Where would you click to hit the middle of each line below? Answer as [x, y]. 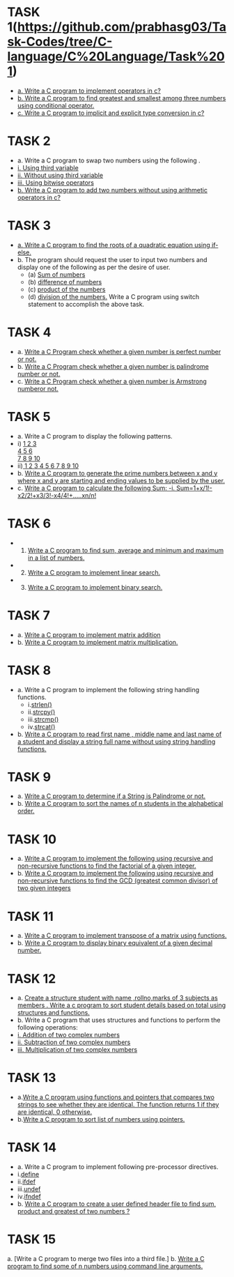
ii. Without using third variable [60, 175]
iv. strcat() [41, 726]
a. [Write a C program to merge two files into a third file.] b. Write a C [106, 1259]
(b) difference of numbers [65, 282]
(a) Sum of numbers [56, 274]
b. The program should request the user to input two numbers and [112, 259]
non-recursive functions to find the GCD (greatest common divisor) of [117, 881]
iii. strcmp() [43, 719]
